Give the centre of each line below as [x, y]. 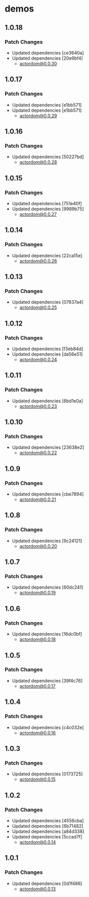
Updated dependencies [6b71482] [48, 826]
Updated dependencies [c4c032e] [48, 727]
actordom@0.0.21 [38, 500]
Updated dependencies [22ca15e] [47, 255]
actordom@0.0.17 [37, 686]
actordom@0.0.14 [38, 842]
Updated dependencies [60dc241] [48, 587]
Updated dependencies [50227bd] [48, 157]
